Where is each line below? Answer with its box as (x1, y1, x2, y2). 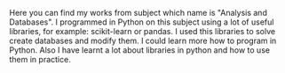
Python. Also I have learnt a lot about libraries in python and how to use (9, 45, 271, 55)
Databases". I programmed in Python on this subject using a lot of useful (9, 17, 274, 27)
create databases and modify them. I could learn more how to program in (9, 35, 277, 46)
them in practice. (9, 55, 71, 64)
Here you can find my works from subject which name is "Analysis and (9, 8, 268, 18)
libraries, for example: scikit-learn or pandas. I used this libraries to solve (9, 26, 276, 36)
